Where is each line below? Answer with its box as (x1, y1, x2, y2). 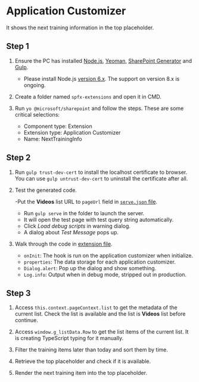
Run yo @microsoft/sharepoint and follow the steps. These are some (14, 105, 184, 112)
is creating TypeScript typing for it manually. (14, 335, 124, 342)
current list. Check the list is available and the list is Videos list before (14, 310, 186, 317)
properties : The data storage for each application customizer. (23, 258, 176, 265)
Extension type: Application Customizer (23, 129, 121, 136)
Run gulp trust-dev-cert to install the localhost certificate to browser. (14, 169, 188, 176)
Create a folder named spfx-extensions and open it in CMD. (14, 93, 162, 100)
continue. (14, 317, 39, 324)
